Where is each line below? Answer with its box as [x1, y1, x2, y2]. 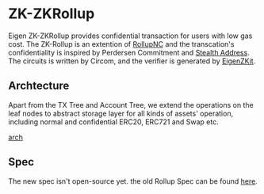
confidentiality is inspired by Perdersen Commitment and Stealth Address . [8, 48, 250, 57]
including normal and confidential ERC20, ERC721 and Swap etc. [8, 116, 220, 127]
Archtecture [8, 79, 70, 93]
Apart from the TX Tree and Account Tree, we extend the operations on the [8, 100, 254, 109]
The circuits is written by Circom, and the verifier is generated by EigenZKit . [8, 56, 256, 66]
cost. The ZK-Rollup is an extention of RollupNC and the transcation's [8, 39, 235, 48]
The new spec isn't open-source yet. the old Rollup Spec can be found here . [8, 176, 258, 186]
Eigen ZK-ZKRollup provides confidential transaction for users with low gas [8, 31, 253, 40]
